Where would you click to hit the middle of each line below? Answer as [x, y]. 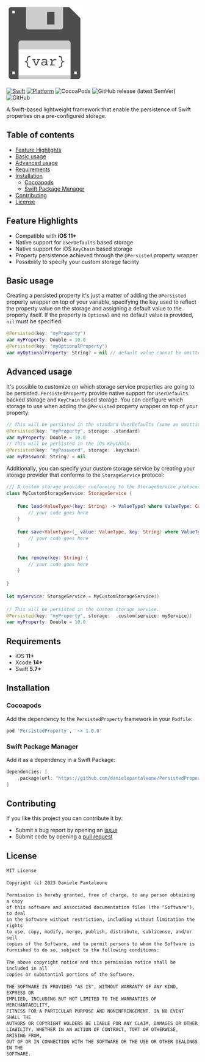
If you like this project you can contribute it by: [65, 818]
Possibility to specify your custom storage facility [77, 262]
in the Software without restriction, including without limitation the [101, 920]
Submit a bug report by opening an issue [66, 830]
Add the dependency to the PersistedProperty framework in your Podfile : [99, 719]
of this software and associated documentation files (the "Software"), [101, 907]
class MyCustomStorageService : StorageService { [69, 493]
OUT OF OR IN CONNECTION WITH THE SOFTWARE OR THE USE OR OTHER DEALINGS [102, 1042]
